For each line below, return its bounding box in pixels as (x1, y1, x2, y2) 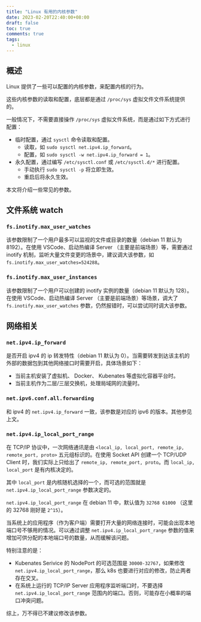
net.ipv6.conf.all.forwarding (6, 395, 95, 402)
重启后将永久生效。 (23, 173, 72, 180)
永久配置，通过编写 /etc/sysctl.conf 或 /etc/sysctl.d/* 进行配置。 (14, 158, 183, 165)
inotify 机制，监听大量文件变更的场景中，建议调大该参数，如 (6, 251, 154, 258)
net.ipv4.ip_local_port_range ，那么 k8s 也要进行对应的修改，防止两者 (14, 566, 191, 574)
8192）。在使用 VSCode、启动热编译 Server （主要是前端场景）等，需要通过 (6, 243, 193, 251)
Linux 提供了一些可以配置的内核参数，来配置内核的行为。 (6, 83, 147, 90)
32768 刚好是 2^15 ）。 (13, 506, 66, 513)
